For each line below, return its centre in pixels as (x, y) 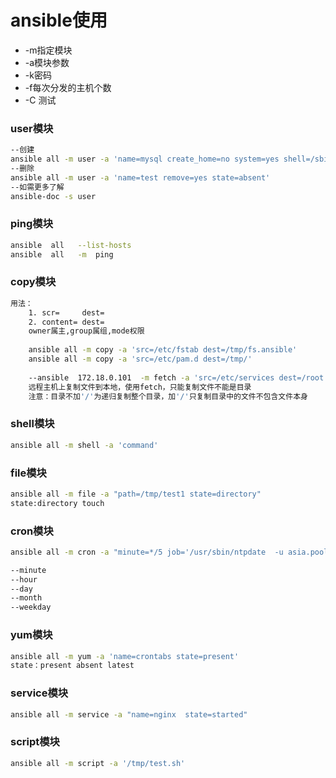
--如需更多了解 (37, 187)
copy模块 (33, 282)
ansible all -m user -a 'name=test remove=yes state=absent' (140, 177)
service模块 (39, 693)
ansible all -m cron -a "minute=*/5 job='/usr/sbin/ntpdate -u (147, 552)
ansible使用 (59, 20)
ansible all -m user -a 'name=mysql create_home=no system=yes (145, 159)
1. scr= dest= (66, 312)
